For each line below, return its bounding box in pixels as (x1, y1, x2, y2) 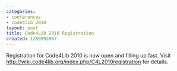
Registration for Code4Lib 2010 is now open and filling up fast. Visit (6, 52, 171, 59)
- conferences (6, 14, 42, 20)
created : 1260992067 (6, 36, 58, 42)
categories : (6, 8, 36, 15)
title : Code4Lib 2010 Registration (6, 31, 94, 36)
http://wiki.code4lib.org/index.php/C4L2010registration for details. (6, 58, 169, 65)
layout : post (6, 25, 39, 31)
